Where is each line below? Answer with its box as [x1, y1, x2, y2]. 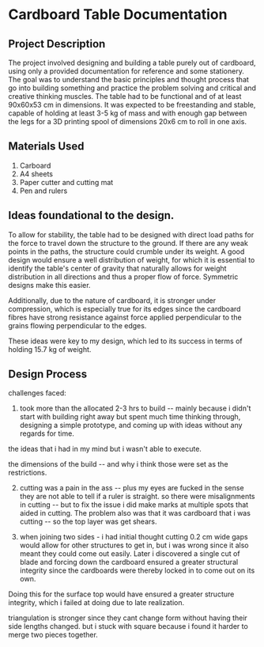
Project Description [8, 37, 106, 51]
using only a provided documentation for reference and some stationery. [8, 66, 245, 76]
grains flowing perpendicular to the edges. [8, 320, 147, 330]
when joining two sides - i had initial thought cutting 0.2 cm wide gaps [19, 532, 248, 542]
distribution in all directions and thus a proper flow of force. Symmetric [8, 271, 239, 282]
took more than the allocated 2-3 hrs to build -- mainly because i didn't [19, 403, 251, 413]
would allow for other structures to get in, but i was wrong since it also [19, 540, 249, 551]
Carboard [19, 161, 51, 170]
